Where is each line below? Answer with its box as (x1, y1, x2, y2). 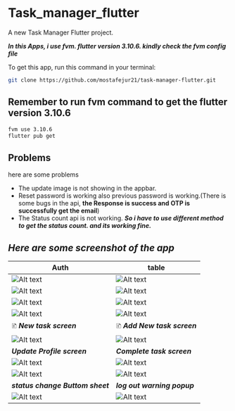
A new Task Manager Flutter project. (8, 28, 114, 37)
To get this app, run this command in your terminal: (8, 63, 156, 71)
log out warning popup (115, 381, 194, 390)
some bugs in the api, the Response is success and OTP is (18, 199, 191, 208)
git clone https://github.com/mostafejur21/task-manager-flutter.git (8, 76, 217, 84)
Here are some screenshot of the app (8, 241, 175, 254)
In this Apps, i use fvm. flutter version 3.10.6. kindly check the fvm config (8, 42, 227, 50)
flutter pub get (8, 132, 56, 139)
